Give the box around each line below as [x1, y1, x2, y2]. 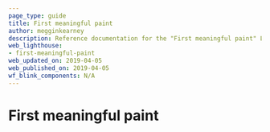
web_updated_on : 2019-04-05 [8, 57, 103, 65]
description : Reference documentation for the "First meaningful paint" [8, 34, 257, 43]
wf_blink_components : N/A [8, 72, 95, 80]
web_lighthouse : [8, 42, 63, 50]
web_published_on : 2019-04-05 [8, 64, 110, 72]
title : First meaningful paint [8, 19, 113, 27]
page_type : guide [8, 11, 67, 20]
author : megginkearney [8, 27, 84, 35]
